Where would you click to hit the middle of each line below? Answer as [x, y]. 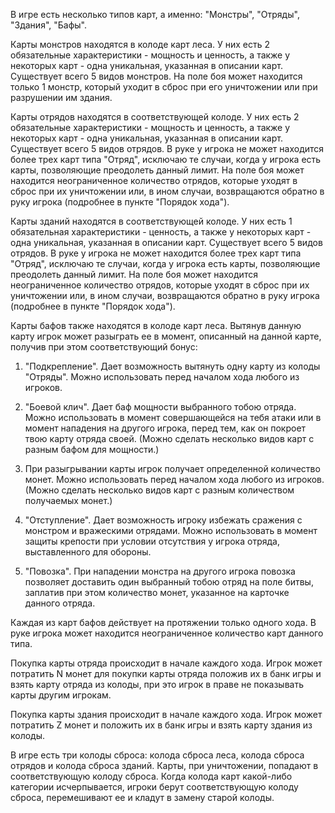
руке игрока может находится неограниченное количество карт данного [167, 633]
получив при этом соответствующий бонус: [104, 347]
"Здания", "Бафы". [48, 25]
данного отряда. [60, 603]
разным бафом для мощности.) [92, 449]
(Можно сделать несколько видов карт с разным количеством [159, 490]
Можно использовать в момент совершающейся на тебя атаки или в [173, 417]
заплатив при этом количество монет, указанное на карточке [157, 592]
